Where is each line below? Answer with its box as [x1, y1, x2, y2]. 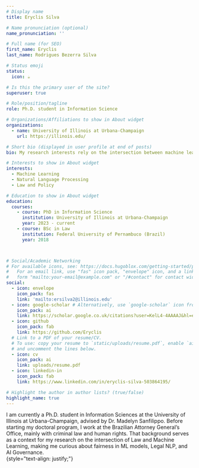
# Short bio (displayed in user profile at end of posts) [6, 144, 152, 150]
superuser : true [6, 90, 46, 96]
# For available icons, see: [6, 263, 78, 269]
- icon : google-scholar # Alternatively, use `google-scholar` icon [11, 302, 184, 308]
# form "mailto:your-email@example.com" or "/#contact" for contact [6, 275, 184, 280]
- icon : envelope [11, 285, 54, 291]
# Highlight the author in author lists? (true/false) [6, 389, 145, 395]
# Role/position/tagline [6, 101, 68, 106]
